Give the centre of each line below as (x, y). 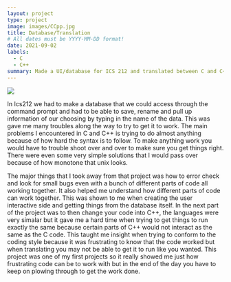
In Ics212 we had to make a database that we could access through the (108, 103)
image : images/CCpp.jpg (41, 26)
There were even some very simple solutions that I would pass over (102, 155)
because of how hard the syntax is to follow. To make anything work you (109, 140)
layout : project (30, 13)
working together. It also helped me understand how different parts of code (114, 190)
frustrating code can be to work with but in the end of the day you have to (112, 263)
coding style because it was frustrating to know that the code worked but (111, 241)
